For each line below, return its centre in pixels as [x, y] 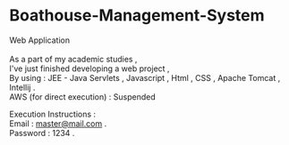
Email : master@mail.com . [58, 123]
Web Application [39, 40]
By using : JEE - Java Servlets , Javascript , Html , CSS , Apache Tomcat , [145, 77]
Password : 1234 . [42, 133]
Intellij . [22, 87]
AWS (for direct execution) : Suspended [82, 97]
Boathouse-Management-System [137, 16]
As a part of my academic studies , [73, 59]
